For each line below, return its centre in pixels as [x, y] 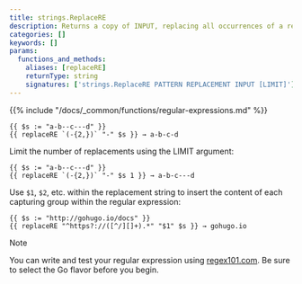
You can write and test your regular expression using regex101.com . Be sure [150, 260]
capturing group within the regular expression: [95, 201]
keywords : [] [34, 43]
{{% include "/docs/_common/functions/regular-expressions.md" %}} [138, 110]
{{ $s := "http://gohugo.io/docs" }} [80, 218]
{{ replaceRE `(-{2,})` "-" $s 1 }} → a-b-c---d [102, 175]
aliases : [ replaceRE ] [66, 68]
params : [24, 51]
